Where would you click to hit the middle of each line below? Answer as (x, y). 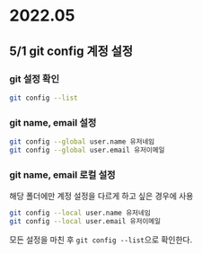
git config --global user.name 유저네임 (82, 142)
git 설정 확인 (35, 79)
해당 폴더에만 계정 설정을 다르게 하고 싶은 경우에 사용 (101, 196)
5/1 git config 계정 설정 (71, 51)
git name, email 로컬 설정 (62, 174)
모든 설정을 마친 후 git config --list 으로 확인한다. (101, 240)
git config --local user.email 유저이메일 (85, 221)
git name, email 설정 (53, 122)
